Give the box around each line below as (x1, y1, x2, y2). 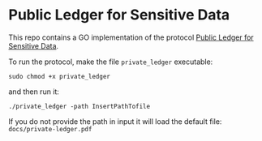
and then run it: (8, 87, 59, 96)
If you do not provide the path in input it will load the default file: (8, 116, 222, 126)
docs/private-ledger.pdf (8, 125, 92, 133)
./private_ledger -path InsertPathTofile (8, 102, 151, 110)
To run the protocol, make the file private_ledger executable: (8, 57, 213, 66)
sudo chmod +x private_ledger (8, 72, 111, 80)
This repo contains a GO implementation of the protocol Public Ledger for (8, 32, 254, 42)
